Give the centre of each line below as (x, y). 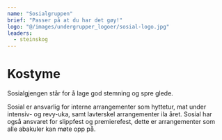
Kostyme (34, 74)
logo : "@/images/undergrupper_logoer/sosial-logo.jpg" (88, 26)
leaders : (20, 33)
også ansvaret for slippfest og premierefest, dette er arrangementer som (111, 122)
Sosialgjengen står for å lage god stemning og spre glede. (90, 93)
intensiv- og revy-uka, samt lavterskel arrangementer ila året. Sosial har (110, 114)
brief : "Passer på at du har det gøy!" (65, 20)
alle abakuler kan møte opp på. (51, 129)
